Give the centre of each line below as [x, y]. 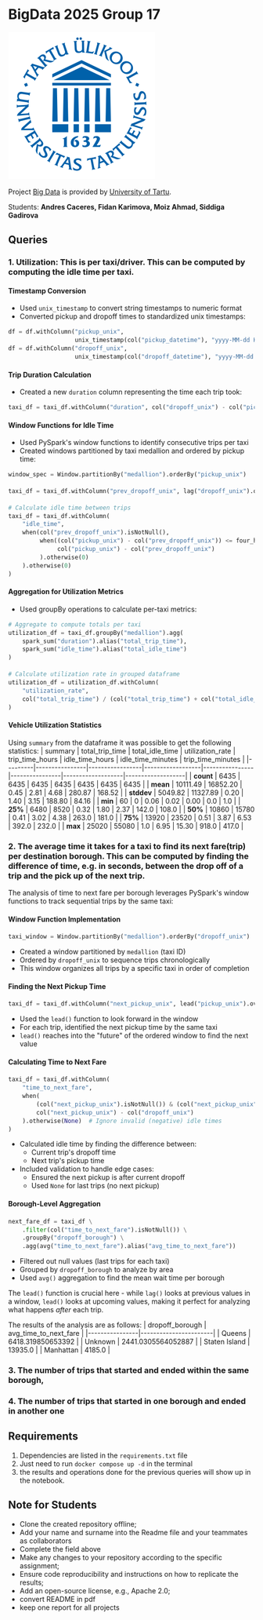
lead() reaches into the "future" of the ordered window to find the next [134, 1036]
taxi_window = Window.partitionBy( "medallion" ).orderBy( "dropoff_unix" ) [129, 937]
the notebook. [42, 1480]
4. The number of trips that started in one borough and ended [127, 1401]
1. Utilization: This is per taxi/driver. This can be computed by [127, 262]
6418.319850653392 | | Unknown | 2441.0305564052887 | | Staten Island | [129, 1342]
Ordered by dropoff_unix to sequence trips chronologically [114, 960]
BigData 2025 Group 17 [84, 15]
